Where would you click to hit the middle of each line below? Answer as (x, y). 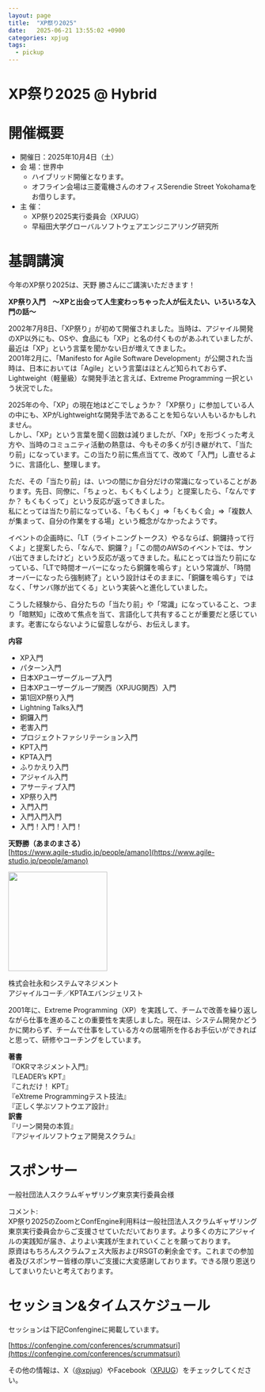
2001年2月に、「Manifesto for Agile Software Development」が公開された (127, 359)
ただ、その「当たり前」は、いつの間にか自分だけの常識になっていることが (129, 482)
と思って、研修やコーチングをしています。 (77, 1040)
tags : (17, 45)
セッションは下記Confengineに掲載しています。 (86, 1329)
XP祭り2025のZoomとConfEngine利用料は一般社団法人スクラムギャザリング (133, 1221)
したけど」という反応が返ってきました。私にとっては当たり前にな (150, 558)
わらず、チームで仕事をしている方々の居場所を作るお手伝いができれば (143, 1030)
